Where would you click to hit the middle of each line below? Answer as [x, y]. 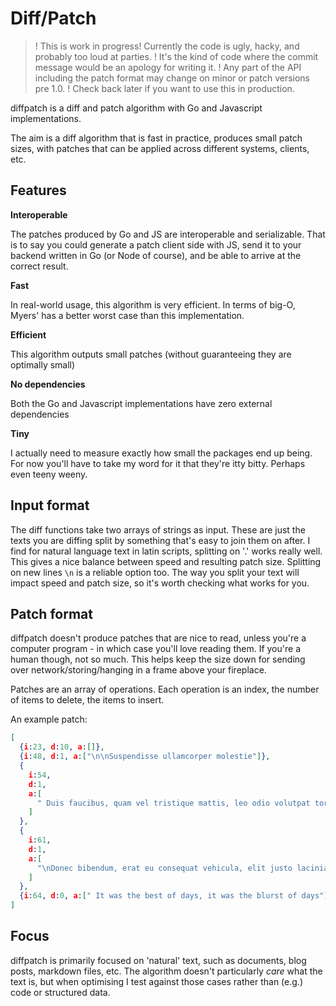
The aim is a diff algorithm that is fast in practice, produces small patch [156, 138]
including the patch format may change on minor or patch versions [172, 78]
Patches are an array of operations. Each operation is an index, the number [165, 689]
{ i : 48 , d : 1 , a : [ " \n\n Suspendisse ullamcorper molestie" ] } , [145, 757]
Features [38, 190]
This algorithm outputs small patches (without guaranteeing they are [151, 354]
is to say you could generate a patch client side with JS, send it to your [156, 244]
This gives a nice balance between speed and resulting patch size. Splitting [166, 561]
